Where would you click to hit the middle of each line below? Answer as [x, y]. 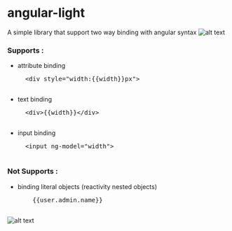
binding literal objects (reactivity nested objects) [87, 186]
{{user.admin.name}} [68, 200]
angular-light [46, 13]
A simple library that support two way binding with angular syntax [102, 32]
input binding [36, 133]
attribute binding [41, 66]
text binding [35, 99]
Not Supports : [33, 171]
